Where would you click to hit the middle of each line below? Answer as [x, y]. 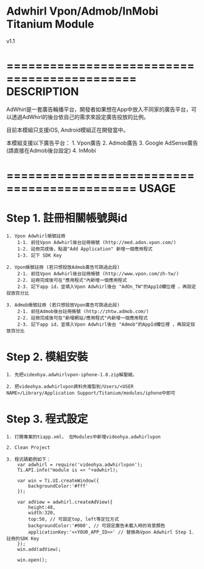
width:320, [42, 513]
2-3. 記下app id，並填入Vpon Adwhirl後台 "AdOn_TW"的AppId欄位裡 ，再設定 [107, 287]
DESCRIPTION [43, 92]
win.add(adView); [39, 549]
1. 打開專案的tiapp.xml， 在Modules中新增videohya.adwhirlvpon [84, 437]
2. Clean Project [28, 447]
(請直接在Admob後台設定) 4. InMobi [51, 150]
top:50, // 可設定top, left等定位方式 [74, 519]
